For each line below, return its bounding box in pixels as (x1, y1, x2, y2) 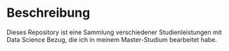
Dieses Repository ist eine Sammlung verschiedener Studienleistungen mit (6, 28, 222, 36)
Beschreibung (6, 5, 91, 21)
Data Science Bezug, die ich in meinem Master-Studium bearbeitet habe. (6, 35, 218, 43)
